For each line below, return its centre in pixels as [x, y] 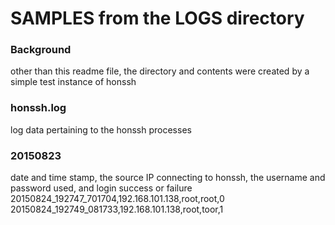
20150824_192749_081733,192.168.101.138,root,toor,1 [117, 209]
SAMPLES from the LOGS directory [157, 18]
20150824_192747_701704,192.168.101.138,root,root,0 [117, 199]
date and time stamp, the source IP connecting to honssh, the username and [168, 178]
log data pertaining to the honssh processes [101, 129]
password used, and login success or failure [101, 188]
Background [41, 50]
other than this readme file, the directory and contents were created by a [160, 71]
